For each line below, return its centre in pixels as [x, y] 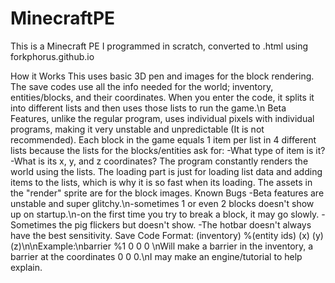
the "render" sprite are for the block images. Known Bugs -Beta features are [167, 193]
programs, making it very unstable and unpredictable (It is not [137, 129]
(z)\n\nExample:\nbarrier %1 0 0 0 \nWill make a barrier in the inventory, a [162, 246]
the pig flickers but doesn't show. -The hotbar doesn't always [185, 224]
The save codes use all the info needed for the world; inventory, [142, 86]
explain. [26, 267]
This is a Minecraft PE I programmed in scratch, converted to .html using [159, 46]
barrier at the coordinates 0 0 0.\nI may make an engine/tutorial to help [156, 256]
